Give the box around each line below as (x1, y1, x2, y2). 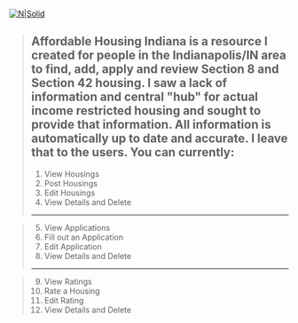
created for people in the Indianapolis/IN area (30, 48, 286, 63)
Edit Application (43, 240, 102, 252)
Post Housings (43, 177, 98, 188)
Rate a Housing (43, 285, 100, 296)
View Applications (43, 222, 111, 232)
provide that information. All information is (30, 117, 271, 132)
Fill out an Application (43, 232, 124, 242)
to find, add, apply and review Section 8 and (30, 62, 279, 77)
